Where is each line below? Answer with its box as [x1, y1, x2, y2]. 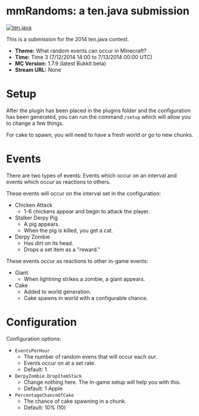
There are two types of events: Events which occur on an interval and [6, 172, 177, 179]
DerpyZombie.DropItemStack [14, 373, 82, 379]
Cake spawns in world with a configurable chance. [23, 294, 148, 301]
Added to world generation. [23, 288, 91, 295]
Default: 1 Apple [23, 384, 63, 392]
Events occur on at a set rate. [23, 359, 97, 366]
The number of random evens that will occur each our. [23, 353, 158, 360]
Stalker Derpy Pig [14, 214, 58, 221]
